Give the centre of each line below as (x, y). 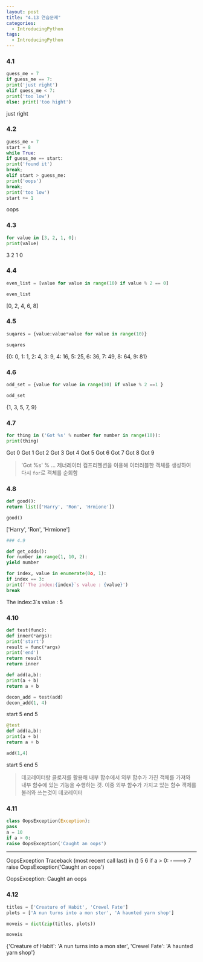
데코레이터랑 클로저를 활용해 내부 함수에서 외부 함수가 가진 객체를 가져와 (106, 777)
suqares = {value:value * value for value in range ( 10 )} (77, 334)
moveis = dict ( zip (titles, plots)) (51, 924)
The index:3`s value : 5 (35, 602)
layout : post (23, 12)
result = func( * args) (34, 647)
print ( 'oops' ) (24, 181)
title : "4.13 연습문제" (34, 18)
